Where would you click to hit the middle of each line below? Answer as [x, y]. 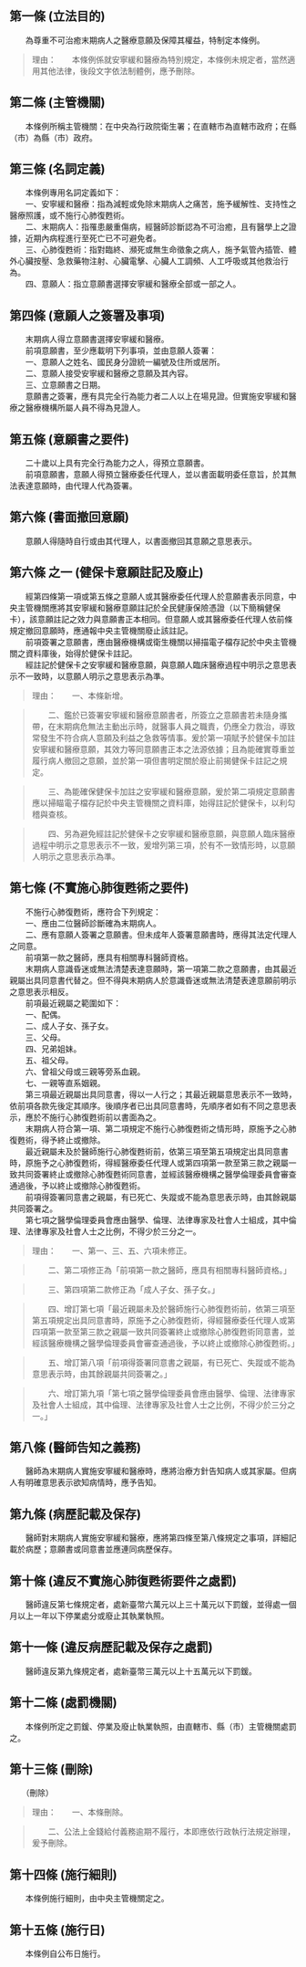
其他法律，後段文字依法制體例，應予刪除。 [120, 70]
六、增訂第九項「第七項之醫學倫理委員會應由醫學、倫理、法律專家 [172, 1393]
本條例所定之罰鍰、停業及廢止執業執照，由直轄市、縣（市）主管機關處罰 [161, 1726]
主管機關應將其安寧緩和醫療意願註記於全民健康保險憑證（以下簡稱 [141, 607]
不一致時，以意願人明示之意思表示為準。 [93, 676]
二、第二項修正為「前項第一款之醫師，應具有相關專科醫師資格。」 [169, 1270]
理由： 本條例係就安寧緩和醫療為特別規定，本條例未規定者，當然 [159, 59]
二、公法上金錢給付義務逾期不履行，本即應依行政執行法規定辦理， [172, 1832]
